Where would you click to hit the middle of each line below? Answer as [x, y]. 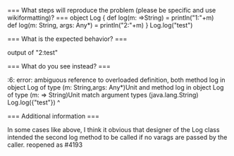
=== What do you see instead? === [59, 66]
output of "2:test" [33, 53]
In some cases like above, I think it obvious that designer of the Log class [113, 130]
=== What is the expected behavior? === [67, 39]
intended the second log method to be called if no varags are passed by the [117, 137]
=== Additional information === [54, 116]
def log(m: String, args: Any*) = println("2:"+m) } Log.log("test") [100, 25]
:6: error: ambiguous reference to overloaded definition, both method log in [116, 80]
